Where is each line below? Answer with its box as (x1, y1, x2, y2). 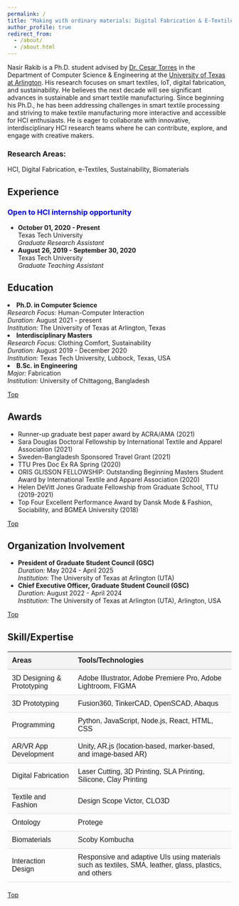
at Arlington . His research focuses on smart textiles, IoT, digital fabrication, (7, 78, 226, 86)
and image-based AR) (78, 749, 147, 759)
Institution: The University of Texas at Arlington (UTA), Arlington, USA (17, 596, 222, 605)
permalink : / (7, 10, 46, 18)
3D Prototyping (11, 699, 59, 707)
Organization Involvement (7, 540, 125, 552)
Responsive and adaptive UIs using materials (78, 853, 221, 861)
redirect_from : (7, 30, 53, 38)
